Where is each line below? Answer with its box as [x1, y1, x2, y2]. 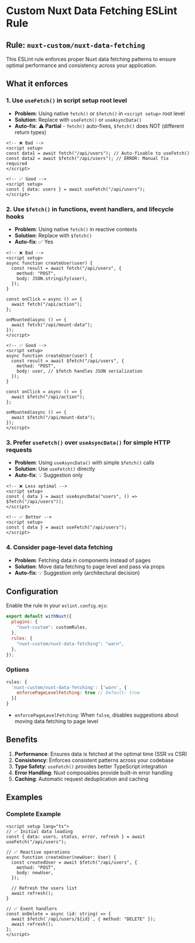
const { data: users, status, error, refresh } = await [6, 834, 145, 840]
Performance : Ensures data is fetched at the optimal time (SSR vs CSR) [14, 750, 187, 757]
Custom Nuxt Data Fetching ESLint [6, 4, 177, 18]
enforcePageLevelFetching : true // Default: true [16, 690, 141, 696]
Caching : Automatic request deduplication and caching [14, 775, 149, 783]
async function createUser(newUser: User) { [6, 854, 117, 860]
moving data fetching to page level [14, 718, 98, 725]
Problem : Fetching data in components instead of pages [14, 557, 151, 564]
